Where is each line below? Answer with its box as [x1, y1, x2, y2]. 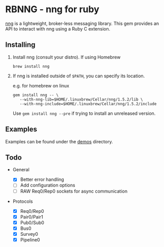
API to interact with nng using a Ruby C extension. [5, 25, 111, 32]
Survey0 [20, 231, 38, 237]
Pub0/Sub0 [20, 220, 44, 226]
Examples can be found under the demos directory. [5, 138, 113, 144]
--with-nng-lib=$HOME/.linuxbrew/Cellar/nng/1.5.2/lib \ [19, 97, 143, 102]
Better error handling [20, 176, 65, 182]
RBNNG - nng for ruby [5, 4, 99, 15]
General [12, 167, 30, 173]
